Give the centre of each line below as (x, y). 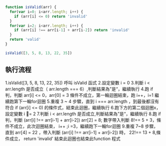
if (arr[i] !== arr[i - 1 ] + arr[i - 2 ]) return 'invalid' (72, 30)
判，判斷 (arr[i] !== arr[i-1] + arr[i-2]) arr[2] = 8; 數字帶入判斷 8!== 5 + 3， (81, 120)
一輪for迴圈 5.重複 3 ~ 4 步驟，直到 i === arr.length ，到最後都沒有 (91, 101)
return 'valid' (25, 40)
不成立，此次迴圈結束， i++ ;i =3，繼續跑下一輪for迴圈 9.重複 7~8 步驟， (83, 126)
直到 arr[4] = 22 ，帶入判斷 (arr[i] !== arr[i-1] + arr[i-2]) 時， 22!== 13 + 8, (81, 132)
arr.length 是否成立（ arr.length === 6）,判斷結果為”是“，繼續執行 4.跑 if (79, 89)
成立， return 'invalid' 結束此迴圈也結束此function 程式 (65, 139)
